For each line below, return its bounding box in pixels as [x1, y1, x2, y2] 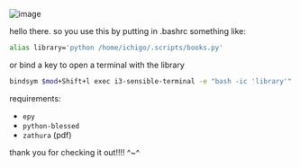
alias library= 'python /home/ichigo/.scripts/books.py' [9, 43, 223, 52]
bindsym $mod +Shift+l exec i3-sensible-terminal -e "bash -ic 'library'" [9, 76, 293, 85]
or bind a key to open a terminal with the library [9, 59, 185, 70]
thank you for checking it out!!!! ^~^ [9, 146, 141, 157]
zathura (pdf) [22, 129, 72, 140]
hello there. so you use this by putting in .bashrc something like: [9, 26, 246, 36]
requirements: [9, 92, 61, 103]
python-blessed [22, 121, 80, 130]
